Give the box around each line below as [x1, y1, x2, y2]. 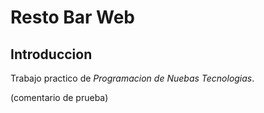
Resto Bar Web [10, 6, 135, 29]
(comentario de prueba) [10, 92, 109, 103]
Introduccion [10, 46, 93, 63]
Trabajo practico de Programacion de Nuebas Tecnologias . [10, 72, 255, 84]
